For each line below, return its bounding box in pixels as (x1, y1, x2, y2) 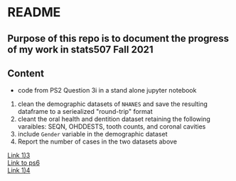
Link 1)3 (7, 151, 31, 160)
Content (7, 67, 45, 79)
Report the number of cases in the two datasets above (17, 137, 178, 146)
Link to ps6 (7, 158, 41, 167)
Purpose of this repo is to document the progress (7, 33, 230, 45)
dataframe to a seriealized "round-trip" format (17, 107, 153, 116)
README (7, 4, 61, 21)
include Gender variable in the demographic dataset (17, 130, 168, 139)
